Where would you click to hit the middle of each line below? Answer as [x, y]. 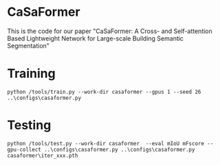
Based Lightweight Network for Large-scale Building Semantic [96, 38]
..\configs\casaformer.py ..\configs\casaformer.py [119, 149]
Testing [29, 125]
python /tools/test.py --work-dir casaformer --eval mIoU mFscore [106, 143]
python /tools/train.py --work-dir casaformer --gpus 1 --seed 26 [104, 92]
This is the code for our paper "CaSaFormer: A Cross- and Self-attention [110, 31]
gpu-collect [24, 149]
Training [32, 74]
